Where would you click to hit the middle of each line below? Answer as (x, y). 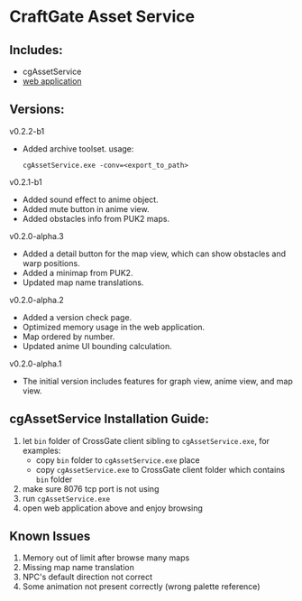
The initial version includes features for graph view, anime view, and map (157, 381)
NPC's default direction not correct (87, 577)
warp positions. (51, 263)
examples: (41, 450)
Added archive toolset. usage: (78, 148)
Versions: (37, 110)
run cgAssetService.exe (66, 498)
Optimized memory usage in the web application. (114, 327)
